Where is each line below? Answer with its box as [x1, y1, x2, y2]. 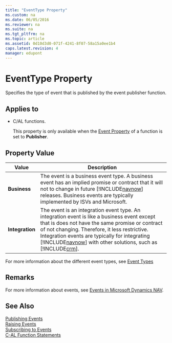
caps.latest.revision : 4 [5, 46, 58, 51]
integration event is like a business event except [40, 213, 156, 220]
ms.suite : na [5, 27, 33, 32]
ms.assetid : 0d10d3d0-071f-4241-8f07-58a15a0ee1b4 [5, 41, 116, 46]
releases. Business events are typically [40, 192, 134, 199]
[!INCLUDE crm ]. [40, 245, 79, 252]
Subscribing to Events [5, 326, 52, 332]
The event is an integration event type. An [40, 207, 141, 214]
